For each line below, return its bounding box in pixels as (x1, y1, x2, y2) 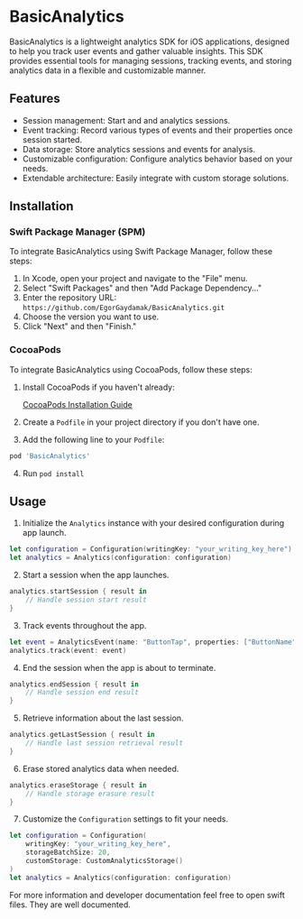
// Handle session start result (25, 595, 147, 605)
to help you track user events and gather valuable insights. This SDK (9, 45, 263, 56)
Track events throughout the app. (22, 620, 147, 630)
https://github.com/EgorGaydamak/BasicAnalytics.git (22, 304, 225, 313)
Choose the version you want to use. (22, 311, 160, 322)
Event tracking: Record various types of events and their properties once (22, 124, 293, 135)
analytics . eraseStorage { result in (9, 780, 147, 790)
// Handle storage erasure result (25, 789, 155, 798)
